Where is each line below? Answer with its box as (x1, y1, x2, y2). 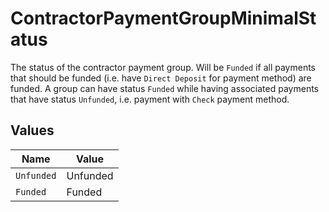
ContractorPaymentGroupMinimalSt (10, 7, 317, 30)
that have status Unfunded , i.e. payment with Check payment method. (10, 93, 290, 105)
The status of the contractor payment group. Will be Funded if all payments (10, 61, 317, 73)
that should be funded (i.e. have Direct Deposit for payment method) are (10, 72, 312, 84)
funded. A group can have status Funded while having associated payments (10, 82, 320, 94)
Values (10, 122, 55, 139)
